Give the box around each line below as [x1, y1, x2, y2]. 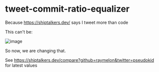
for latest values [5, 62, 38, 68]
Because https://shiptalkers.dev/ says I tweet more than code [5, 19, 128, 25]
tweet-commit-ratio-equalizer [5, 3, 130, 15]
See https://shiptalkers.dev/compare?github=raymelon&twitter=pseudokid [5, 57, 155, 63]
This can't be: [5, 29, 33, 35]
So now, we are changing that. [5, 48, 66, 54]
